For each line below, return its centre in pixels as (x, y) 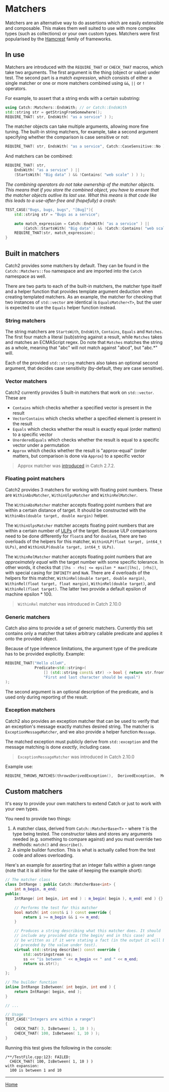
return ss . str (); (41, 964)
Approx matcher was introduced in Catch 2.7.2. (66, 466)
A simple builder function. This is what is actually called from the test (84, 850)
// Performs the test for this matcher (56, 908)
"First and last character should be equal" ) (92, 677)
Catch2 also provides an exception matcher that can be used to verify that (82, 721)
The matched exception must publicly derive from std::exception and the (82, 741)
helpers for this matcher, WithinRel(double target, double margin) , (76, 578)
